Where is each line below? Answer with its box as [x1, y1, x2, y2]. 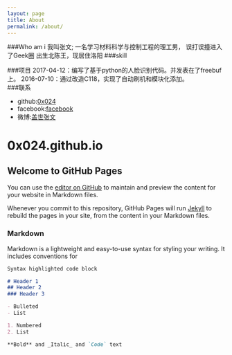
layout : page [7, 10, 45, 17]
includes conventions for [7, 252, 78, 260]
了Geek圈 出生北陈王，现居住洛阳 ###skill [7, 51, 127, 60]
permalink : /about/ [7, 23, 64, 30]
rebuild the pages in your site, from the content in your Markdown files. [7, 212, 210, 220]
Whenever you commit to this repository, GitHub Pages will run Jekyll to [7, 204, 213, 212]
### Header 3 [7, 291, 45, 298]
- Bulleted [7, 303, 39, 310]
